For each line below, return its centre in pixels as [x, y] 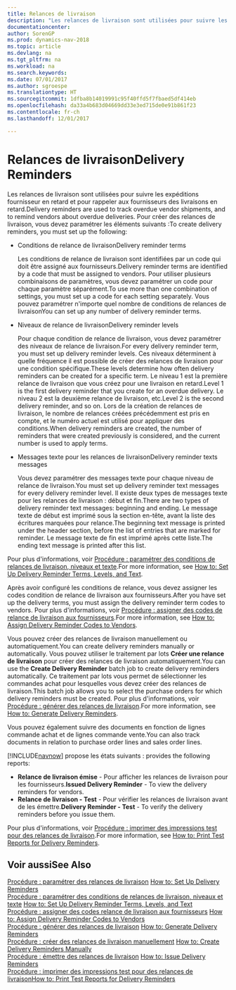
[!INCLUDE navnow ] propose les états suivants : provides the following [109, 756]
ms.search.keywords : [38, 73]
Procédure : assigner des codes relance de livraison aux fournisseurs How [115, 912]
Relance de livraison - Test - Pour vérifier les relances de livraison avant [123, 799]
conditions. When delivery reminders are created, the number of [110, 428]
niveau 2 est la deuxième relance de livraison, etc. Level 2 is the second [120, 398]
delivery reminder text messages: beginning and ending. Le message [117, 508]
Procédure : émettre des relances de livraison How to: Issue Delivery [106, 957]
